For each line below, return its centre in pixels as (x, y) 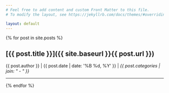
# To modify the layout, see (36, 15)
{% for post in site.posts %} (34, 38)
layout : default (23, 24)
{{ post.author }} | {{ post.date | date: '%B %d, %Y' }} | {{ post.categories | (83, 66)
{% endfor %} (20, 85)
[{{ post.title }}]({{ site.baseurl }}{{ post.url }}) (80, 54)
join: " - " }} (18, 71)
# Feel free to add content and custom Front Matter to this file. (78, 10)
